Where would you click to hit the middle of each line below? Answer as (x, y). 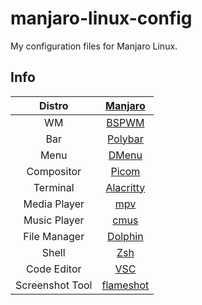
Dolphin (125, 236)
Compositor (54, 171)
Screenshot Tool (54, 285)
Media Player (54, 204)
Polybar (125, 139)
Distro (53, 105)
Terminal (54, 187)
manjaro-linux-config (101, 18)
